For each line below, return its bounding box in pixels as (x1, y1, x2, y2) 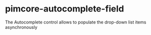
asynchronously (5, 24, 38, 30)
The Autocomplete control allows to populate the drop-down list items (5, 19, 147, 25)
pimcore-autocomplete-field (5, 3, 124, 14)
